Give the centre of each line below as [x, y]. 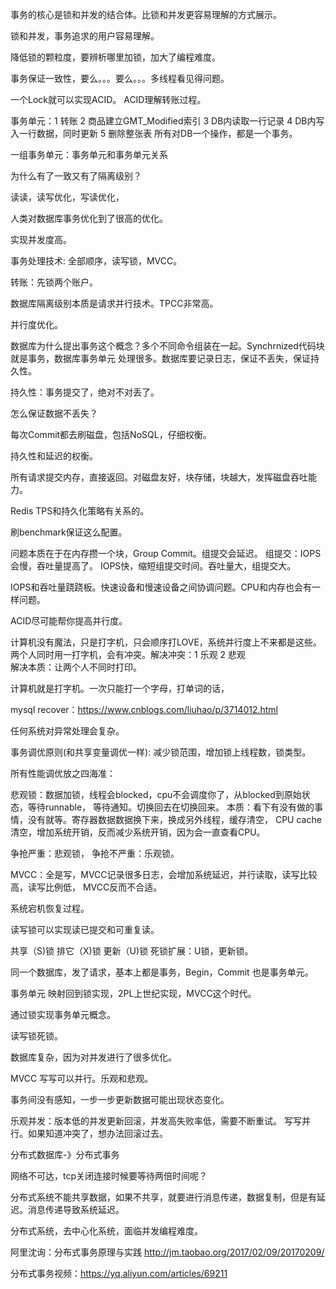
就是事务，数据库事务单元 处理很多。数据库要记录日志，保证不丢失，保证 [160, 358]
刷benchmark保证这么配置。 [69, 532]
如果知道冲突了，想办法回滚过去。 [97, 1133]
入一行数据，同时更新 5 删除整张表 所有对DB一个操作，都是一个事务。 [154, 133]
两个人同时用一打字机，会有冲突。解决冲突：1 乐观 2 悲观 [128, 654]
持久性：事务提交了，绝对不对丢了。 [85, 392]
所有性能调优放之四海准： [63, 773]
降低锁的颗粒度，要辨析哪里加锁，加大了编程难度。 [115, 57]
